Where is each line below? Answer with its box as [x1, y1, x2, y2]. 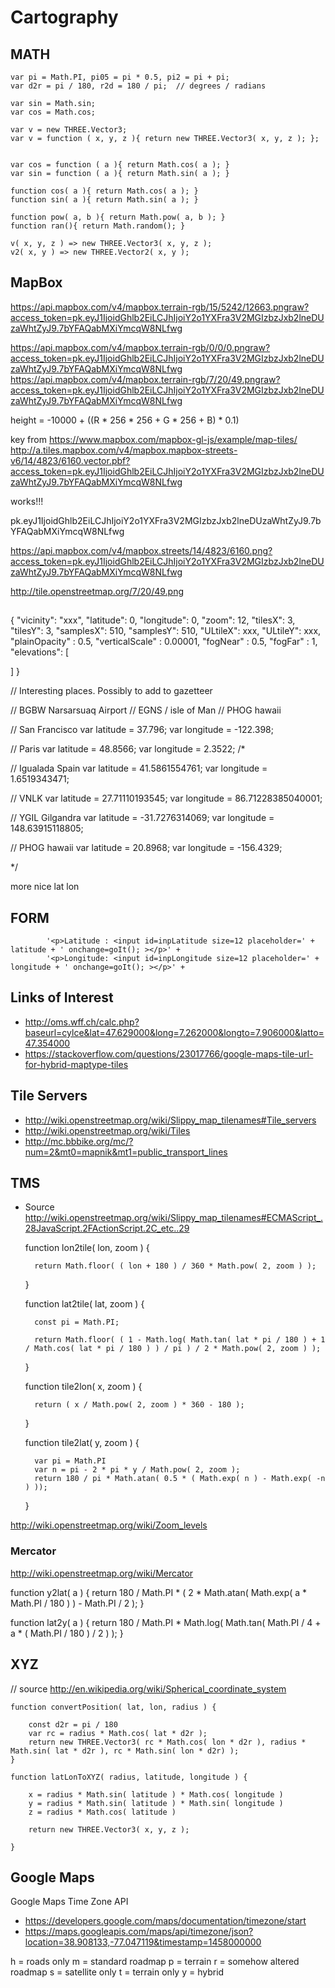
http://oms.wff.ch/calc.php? [24, 1016, 140, 1028]
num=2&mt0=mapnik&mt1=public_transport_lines [24, 1146, 228, 1158]
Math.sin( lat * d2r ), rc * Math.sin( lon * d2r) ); [10, 1746, 240, 1756]
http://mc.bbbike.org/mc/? [24, 1135, 134, 1147]
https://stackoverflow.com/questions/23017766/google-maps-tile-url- [24, 1047, 314, 1060]
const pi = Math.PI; [34, 1317, 120, 1328]
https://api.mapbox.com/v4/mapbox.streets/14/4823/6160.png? [10, 544, 273, 556]
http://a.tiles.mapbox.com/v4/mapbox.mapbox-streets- [10, 444, 238, 456]
